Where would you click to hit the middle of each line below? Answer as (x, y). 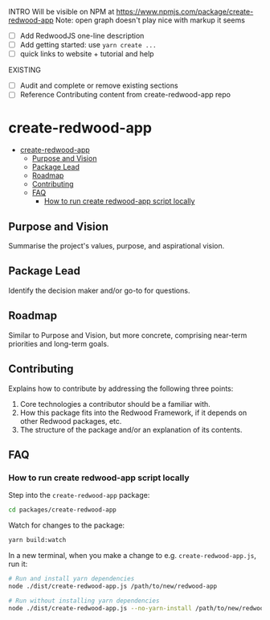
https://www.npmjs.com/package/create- (185, 12)
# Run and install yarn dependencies (72, 578)
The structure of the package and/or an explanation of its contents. (131, 429)
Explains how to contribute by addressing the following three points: (121, 388)
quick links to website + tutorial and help (87, 54)
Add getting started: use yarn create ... (88, 45)
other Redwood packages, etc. (71, 421)
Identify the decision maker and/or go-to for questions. (99, 290)
